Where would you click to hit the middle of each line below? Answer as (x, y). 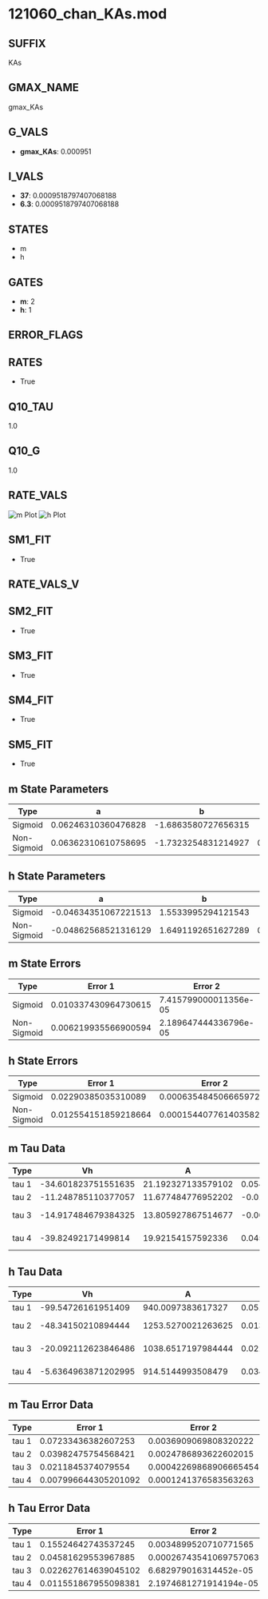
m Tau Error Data (51, 1405)
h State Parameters (57, 876)
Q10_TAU (31, 407)
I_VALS (26, 177)
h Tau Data (35, 1272)
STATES (29, 229)
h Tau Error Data (49, 1508)
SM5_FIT (31, 744)
